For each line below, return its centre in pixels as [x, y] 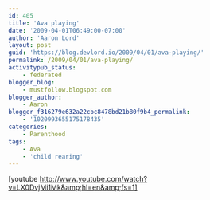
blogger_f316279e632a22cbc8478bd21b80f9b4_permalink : [99, 112]
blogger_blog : [32, 82]
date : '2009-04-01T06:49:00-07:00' [67, 30]
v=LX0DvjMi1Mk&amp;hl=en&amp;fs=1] [73, 187]
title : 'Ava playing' [44, 23]
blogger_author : [35, 97]
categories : [28, 127]
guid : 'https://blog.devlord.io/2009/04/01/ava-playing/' [106, 53]
